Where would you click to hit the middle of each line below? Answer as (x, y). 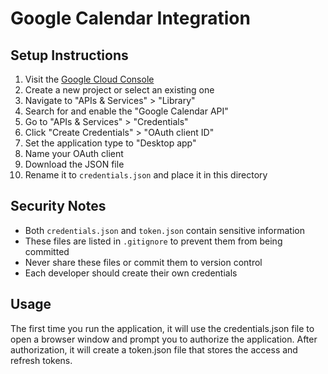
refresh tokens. (41, 360)
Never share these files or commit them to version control (143, 262)
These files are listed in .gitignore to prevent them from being (153, 241)
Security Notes (58, 206)
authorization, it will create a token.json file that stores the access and (154, 349)
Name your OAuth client (74, 153)
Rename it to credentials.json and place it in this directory (146, 175)
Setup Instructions (69, 55)
